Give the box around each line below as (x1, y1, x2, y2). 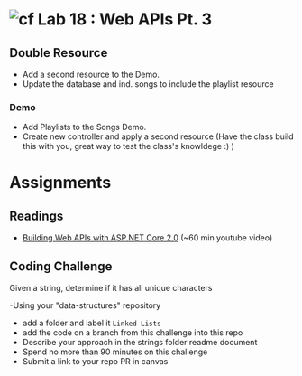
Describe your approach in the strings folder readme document (22, 337, 258, 348)
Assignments (9, 173, 112, 193)
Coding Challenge (9, 258, 113, 274)
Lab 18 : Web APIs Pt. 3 (37, 9, 212, 30)
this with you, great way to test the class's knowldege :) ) (22, 141, 234, 152)
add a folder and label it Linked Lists (22, 317, 161, 329)
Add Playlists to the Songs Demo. (22, 122, 147, 133)
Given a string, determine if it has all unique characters (9, 283, 213, 294)
